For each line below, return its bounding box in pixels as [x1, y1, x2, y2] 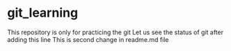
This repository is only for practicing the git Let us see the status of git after [7, 28, 224, 36]
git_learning [7, 5, 79, 21]
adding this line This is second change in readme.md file [7, 35, 169, 43]
